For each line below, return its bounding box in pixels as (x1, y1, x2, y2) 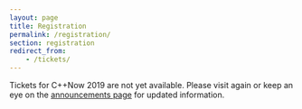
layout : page (9, 13, 59, 23)
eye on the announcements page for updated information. (9, 89, 225, 100)
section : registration (9, 38, 95, 48)
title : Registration (9, 22, 88, 31)
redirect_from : (9, 47, 67, 56)
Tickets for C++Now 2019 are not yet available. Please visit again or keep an (9, 80, 294, 90)
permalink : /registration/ (9, 30, 111, 39)
